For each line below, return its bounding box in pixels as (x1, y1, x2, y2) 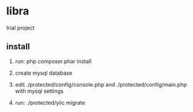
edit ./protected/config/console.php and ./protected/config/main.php (15, 81, 188, 88)
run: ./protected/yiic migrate (15, 99, 86, 106)
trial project (6, 24, 35, 31)
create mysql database (15, 69, 73, 76)
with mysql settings (15, 87, 64, 95)
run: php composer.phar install (15, 57, 92, 64)
